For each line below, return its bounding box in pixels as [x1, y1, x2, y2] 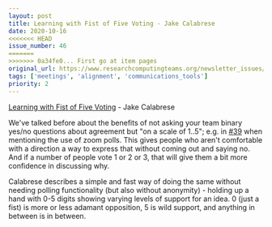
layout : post [8, 11, 53, 20]
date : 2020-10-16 [8, 27, 67, 35]
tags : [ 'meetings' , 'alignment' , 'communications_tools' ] [8, 72, 208, 80]
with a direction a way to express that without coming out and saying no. [8, 143, 251, 153]
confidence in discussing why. [8, 161, 110, 170]
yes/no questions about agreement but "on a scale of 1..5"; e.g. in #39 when [8, 126, 263, 136]
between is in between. [8, 211, 87, 221]
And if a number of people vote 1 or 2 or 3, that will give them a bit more [8, 152, 249, 162]
